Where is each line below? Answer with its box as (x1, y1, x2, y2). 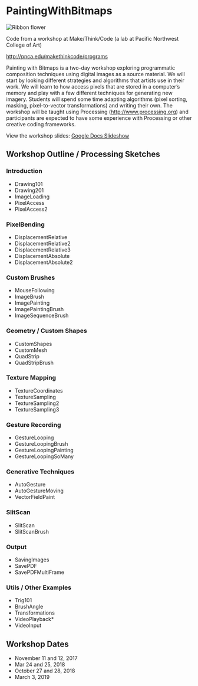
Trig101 (14, 597, 32, 604)
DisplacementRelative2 (14, 240, 71, 247)
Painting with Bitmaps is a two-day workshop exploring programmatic (6, 64, 176, 71)
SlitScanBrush (14, 528, 49, 535)
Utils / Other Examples (6, 583, 72, 592)
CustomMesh (14, 347, 48, 354)
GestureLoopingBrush (14, 440, 68, 447)
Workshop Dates (6, 639, 69, 649)
